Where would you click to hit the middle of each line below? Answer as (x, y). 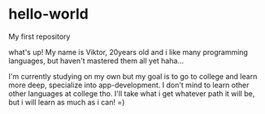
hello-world (49, 14)
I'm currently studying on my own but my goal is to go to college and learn (133, 76)
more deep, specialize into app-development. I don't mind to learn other (129, 85)
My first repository (39, 36)
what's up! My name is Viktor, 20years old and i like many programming (128, 52)
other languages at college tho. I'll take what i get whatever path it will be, (132, 93)
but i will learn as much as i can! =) (67, 102)
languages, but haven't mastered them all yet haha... (96, 61)
